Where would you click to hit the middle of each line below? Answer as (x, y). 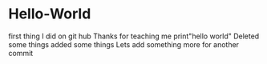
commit (21, 53)
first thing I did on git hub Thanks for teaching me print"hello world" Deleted (134, 36)
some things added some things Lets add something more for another (123, 44)
